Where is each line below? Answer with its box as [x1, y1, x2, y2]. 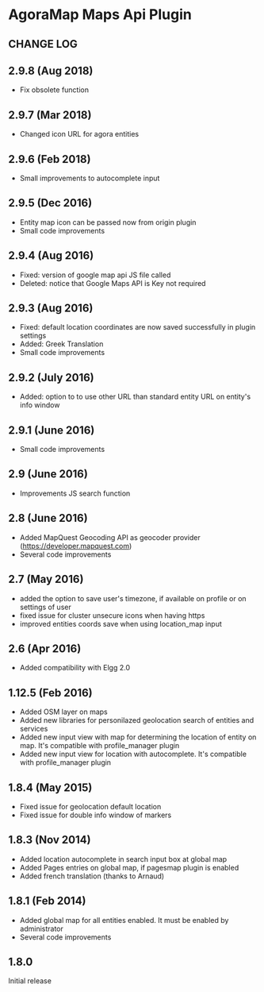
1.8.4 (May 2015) [8, 781, 93, 794]
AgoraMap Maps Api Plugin [8, 6, 192, 24]
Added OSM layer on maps [19, 707, 109, 716]
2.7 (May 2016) [8, 573, 84, 586]
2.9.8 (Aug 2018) [8, 64, 94, 77]
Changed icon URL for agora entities [19, 129, 140, 139]
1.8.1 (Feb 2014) [8, 894, 86, 908]
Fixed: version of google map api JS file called [19, 270, 171, 280]
